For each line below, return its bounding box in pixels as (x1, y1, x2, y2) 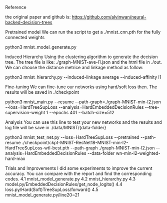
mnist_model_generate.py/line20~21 (5, 192, 79, 197)
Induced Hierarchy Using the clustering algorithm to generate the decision (5, 54, 158, 60)
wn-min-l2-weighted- (115, 150, 161, 156)
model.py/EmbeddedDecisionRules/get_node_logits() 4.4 (5, 181, 122, 187)
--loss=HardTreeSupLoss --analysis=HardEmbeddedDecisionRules (5, 104, 144, 110)
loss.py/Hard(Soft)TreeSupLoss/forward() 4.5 (5, 186, 98, 192)
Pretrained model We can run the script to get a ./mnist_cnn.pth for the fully (5, 29, 161, 35)
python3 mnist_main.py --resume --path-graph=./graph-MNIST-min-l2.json (5, 99, 161, 105)
